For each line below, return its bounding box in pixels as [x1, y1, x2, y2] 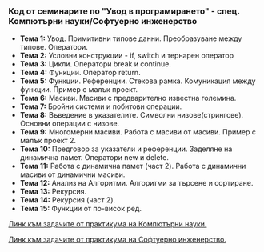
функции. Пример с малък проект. [19, 85, 138, 94]
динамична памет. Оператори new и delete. [19, 153, 170, 162]
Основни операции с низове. [19, 118, 120, 129]
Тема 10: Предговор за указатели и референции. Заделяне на [19, 144, 233, 154]
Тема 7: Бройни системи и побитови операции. [19, 102, 182, 111]
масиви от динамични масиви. [19, 170, 126, 179]
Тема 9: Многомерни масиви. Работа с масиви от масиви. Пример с [19, 127, 256, 137]
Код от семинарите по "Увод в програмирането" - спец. [8, 6, 240, 17]
